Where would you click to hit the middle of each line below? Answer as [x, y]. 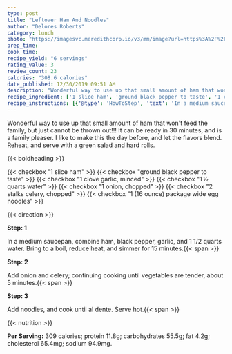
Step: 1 [17, 228]
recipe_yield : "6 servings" [48, 59]
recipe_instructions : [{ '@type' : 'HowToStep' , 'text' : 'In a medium [108, 104]
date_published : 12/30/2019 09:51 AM [61, 84]
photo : [17, 39]
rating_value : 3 [30, 65]
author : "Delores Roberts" [46, 26]
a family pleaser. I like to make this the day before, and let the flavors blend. [115, 137]
